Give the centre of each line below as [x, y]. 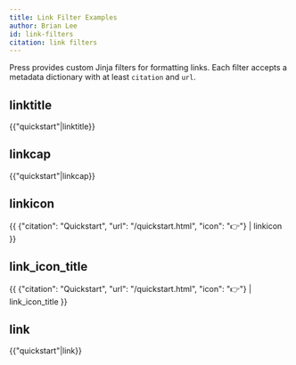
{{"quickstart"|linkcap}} [53, 175]
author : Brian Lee [43, 26]
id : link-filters [41, 34]
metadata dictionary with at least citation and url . [103, 77]
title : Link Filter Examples [63, 17]
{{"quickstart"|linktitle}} [52, 126]
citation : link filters [53, 42]
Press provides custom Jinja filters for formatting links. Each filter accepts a [148, 68]
